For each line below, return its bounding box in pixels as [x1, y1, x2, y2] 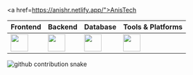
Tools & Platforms [123, 22, 183, 32]
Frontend [10, 22, 42, 32]
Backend [48, 22, 78, 32]
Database [84, 22, 117, 32]
